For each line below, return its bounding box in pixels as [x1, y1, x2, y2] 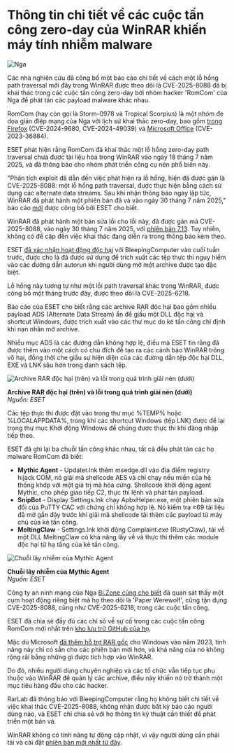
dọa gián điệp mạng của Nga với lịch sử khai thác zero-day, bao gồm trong [7, 116, 223, 125]
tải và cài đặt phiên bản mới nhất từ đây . [7, 738, 122, 746]
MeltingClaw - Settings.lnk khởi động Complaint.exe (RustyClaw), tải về [17, 525, 225, 534]
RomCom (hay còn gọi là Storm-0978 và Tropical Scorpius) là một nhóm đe [7, 109, 224, 118]
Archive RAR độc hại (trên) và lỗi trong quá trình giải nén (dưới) [7, 387, 193, 396]
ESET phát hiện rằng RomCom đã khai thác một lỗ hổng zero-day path [7, 145, 210, 153]
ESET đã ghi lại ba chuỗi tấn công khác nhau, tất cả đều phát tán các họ [7, 445, 214, 453]
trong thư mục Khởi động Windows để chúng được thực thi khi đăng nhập [7, 424, 219, 432]
